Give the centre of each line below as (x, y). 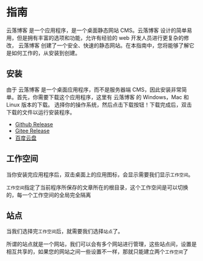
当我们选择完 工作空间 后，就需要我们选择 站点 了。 (65, 231)
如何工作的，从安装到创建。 (46, 53)
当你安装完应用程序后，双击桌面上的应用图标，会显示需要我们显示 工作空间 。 (100, 174)
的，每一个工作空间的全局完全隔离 (49, 195)
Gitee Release (32, 130)
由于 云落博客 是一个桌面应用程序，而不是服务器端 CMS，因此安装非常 (94, 89)
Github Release (34, 124)
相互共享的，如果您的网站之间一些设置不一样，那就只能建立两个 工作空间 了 (97, 252)
